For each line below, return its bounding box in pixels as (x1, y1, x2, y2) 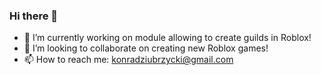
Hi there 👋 (9, 9, 59, 23)
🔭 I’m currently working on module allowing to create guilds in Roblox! (23, 32, 312, 44)
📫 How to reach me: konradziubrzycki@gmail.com (23, 54, 234, 66)
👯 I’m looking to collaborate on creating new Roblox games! (23, 42, 269, 54)
